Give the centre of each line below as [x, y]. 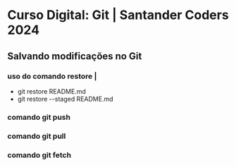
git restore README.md [51, 91]
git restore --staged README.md [66, 99]
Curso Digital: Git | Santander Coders [118, 15]
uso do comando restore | [52, 76]
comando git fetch [39, 155]
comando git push [39, 117]
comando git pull [37, 136]
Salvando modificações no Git [75, 56]
